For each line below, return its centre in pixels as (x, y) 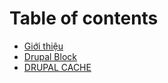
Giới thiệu (43, 46)
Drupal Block (50, 56)
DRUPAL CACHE (57, 67)
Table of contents (84, 18)
